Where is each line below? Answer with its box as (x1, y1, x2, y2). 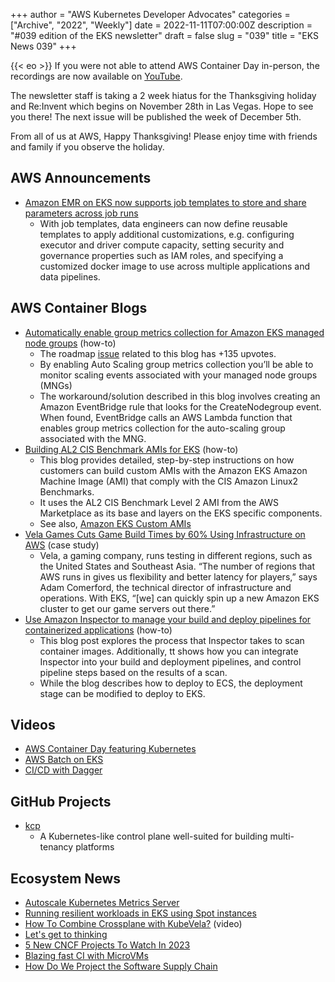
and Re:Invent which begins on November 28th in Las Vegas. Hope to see (10, 100, 314, 112)
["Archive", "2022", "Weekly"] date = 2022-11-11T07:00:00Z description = (10, 19, 313, 31)
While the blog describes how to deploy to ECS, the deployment (39, 677, 303, 689)
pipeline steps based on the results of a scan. (39, 666, 228, 678)
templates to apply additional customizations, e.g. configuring (39, 228, 295, 240)
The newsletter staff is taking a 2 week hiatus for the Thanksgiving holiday (10, 90, 317, 101)
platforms (75, 841, 115, 853)
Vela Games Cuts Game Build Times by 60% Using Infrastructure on (24, 528, 306, 540)
